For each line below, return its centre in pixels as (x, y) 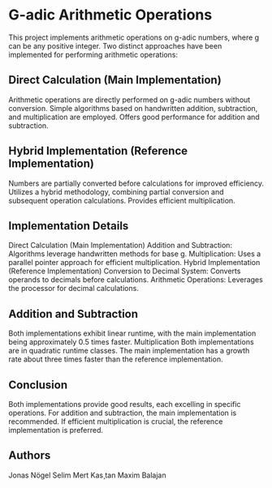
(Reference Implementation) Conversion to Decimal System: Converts (125, 271)
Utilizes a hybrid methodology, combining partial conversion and (116, 191)
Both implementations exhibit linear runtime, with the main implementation (132, 333)
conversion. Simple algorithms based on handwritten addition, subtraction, (133, 108)
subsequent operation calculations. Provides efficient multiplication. (122, 200)
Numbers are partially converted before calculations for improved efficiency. (136, 183)
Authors (30, 456)
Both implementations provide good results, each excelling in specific (125, 404)
